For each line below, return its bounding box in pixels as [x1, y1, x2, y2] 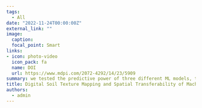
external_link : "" [6, 25, 52, 32]
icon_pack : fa [11, 59, 47, 65]
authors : [6, 87, 28, 93]
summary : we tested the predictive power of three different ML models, [6, 76, 192, 82]
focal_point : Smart [11, 43, 61, 49]
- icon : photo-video [6, 53, 58, 59]
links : [6, 48, 23, 54]
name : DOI [11, 64, 36, 71]
